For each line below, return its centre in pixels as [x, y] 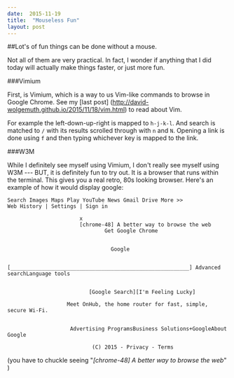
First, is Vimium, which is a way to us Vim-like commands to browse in [109, 94]
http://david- [131, 102]
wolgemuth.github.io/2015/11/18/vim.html [66, 110]
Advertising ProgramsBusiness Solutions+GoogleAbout [149, 329]
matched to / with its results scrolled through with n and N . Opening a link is [116, 131]
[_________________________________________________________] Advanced [114, 268]
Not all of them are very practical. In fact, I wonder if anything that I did [109, 60]
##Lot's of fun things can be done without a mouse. [82, 47]
